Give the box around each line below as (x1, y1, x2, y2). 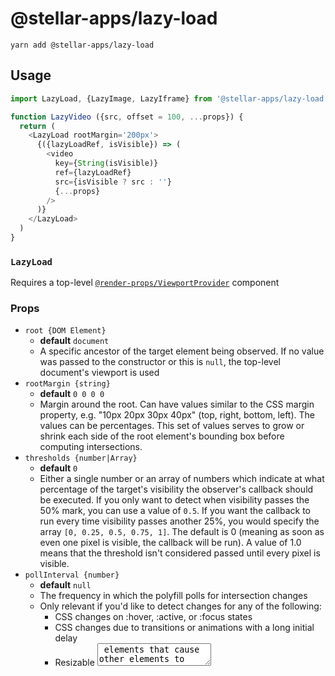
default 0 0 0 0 (39, 388, 105, 400)
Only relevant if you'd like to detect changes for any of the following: (39, 600, 322, 612)
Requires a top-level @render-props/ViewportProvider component (10, 277, 280, 289)
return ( (19, 121, 56, 131)
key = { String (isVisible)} (54, 158, 159, 168)
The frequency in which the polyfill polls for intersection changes (39, 590, 308, 602)
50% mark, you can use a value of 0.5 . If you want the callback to (39, 505, 312, 517)
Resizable (54, 657, 95, 669)
